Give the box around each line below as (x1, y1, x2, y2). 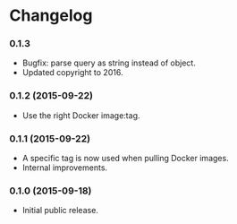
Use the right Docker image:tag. (21, 109, 140, 121)
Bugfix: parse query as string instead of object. (21, 57, 197, 68)
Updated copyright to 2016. (21, 67, 123, 78)
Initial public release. (21, 205, 98, 216)
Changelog (9, 5, 93, 26)
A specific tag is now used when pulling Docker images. (21, 153, 230, 164)
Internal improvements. (21, 162, 108, 173)
